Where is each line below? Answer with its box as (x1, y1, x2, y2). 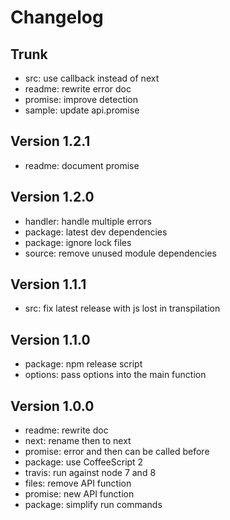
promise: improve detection (24, 94, 139, 105)
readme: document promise (24, 159, 140, 171)
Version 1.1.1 (10, 276, 87, 293)
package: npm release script (24, 358, 143, 370)
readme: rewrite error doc (24, 83, 132, 95)
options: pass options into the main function (24, 369, 207, 381)
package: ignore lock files (24, 236, 132, 248)
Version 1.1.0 (10, 331, 91, 348)
